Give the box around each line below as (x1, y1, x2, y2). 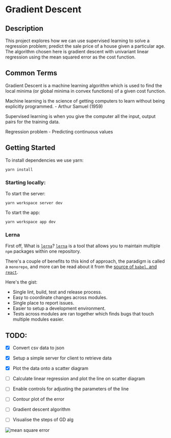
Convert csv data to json (12, 345, 65, 351)
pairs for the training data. (5, 118, 60, 125)
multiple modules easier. (12, 316, 64, 323)
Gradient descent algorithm (12, 406, 70, 412)
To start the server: (5, 190, 46, 196)
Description (5, 24, 43, 33)
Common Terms (5, 69, 58, 77)
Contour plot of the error (12, 396, 65, 402)
